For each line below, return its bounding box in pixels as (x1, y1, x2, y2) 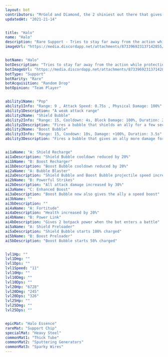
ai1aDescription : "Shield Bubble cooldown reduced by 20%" (5, 154, 131, 159)
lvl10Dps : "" (5, 279, 32, 285)
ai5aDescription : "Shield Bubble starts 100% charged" (5, 229, 122, 234)
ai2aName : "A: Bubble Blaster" (5, 168, 70, 173)
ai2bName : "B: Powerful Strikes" (5, 177, 75, 183)
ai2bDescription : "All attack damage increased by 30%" (5, 183, 124, 188)
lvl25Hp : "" (5, 298, 30, 303)
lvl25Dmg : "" (5, 303, 32, 308)
